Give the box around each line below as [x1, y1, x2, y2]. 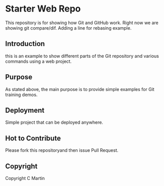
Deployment [5, 106, 45, 115]
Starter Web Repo [5, 3, 81, 15]
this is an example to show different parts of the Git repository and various [5, 53, 159, 59]
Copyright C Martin [5, 175, 45, 181]
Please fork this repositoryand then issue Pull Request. [5, 147, 119, 153]
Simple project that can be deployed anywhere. [5, 119, 103, 126]
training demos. [5, 91, 38, 98]
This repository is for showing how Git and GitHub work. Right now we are [5, 20, 158, 26]
